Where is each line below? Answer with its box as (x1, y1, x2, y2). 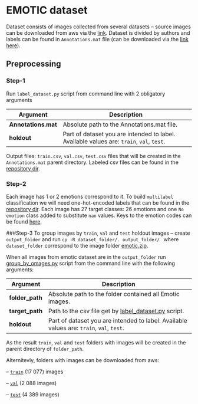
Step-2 (6, 179, 27, 188)
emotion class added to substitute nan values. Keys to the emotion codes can (6, 212, 192, 219)
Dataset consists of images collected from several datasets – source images (6, 23, 192, 30)
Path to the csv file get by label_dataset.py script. (48, 307, 184, 315)
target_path (9, 307, 43, 315)
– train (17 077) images (6, 368, 64, 375)
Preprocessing (6, 59, 61, 69)
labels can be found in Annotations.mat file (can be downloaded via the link (6, 35, 189, 42)
